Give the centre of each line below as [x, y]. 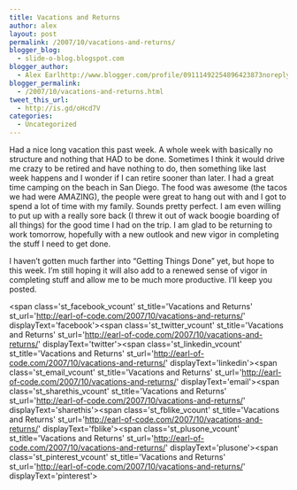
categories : [31, 116]
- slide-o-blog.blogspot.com [71, 58]
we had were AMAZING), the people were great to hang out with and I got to [148, 197]
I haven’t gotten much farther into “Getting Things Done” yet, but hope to [142, 261]
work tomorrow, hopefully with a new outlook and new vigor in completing [144, 234]
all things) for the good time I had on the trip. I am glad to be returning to [141, 225]
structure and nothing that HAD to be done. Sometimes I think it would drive [147, 159]
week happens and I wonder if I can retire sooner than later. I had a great [141, 178]
